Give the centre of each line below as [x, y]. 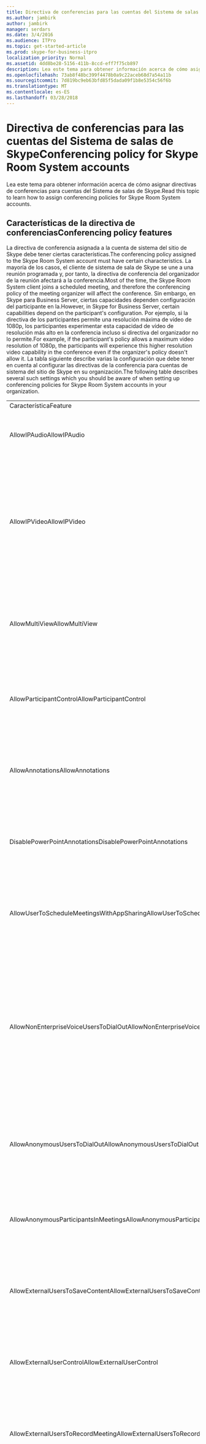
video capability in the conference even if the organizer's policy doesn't [97, 352]
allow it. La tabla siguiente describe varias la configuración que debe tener [101, 358]
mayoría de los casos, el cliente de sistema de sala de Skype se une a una [100, 267]
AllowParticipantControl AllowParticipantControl [78, 699]
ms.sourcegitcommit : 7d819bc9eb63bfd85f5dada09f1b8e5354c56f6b [89, 80]
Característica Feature [41, 405]
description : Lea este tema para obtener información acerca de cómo [97, 69]
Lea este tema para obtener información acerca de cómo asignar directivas [101, 184]
